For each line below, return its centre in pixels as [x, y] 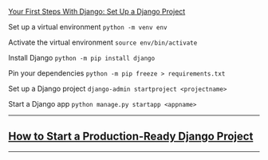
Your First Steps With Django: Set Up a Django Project [97, 12]
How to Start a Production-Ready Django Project [131, 137]
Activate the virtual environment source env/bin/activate [103, 42]
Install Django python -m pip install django [82, 58]
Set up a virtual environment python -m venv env [88, 27]
